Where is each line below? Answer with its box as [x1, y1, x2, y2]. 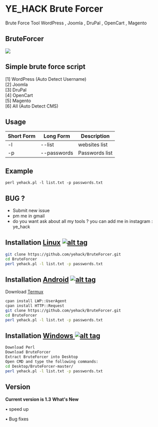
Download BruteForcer [5, 350, 51, 355]
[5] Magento [5, 97, 31, 104]
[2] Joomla [5, 81, 28, 87]
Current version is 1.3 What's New [5, 396, 79, 402]
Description [81, 133, 110, 140]
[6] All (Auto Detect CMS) [5, 103, 59, 109]
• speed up [5, 406, 29, 412]
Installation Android [5, 275, 69, 284]
